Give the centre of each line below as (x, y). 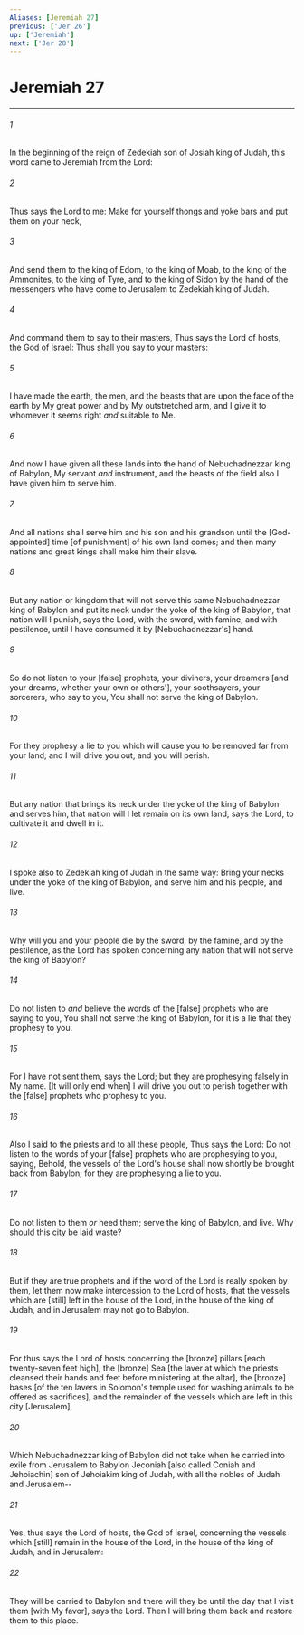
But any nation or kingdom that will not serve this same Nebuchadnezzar (145, 600)
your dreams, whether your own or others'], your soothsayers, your (135, 688)
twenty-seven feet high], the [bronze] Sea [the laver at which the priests (144, 1368)
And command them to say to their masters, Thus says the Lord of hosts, (145, 337)
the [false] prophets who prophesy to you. (88, 1096)
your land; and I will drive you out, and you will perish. (109, 755)
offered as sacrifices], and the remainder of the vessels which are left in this (151, 1397)
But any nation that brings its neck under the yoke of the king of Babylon (144, 804)
